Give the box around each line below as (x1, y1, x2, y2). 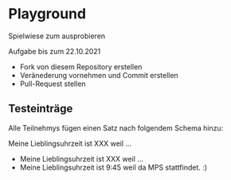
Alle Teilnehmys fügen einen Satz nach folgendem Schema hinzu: (8, 123, 224, 132)
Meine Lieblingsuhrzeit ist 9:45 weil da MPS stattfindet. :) (19, 162, 208, 172)
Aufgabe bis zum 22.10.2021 (8, 46, 101, 56)
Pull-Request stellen (19, 79, 86, 88)
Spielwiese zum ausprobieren (8, 31, 106, 41)
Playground (8, 5, 86, 23)
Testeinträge (8, 102, 73, 115)
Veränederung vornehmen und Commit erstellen (19, 70, 179, 80)
